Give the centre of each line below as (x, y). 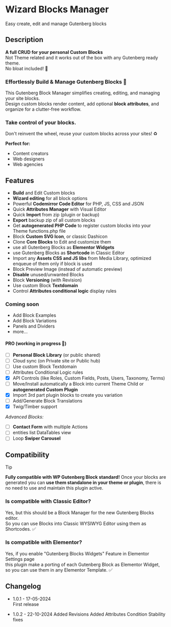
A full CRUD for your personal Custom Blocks (54, 52)
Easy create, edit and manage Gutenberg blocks (56, 24)
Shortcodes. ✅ (21, 529)
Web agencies (28, 165)
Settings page (20, 559)
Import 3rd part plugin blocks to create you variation (68, 395)
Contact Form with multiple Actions (50, 427)
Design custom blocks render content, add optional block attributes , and (82, 104)
